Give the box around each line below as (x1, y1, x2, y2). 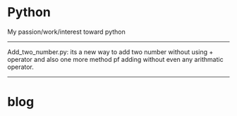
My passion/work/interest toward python (7, 27, 126, 36)
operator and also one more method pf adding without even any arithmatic (7, 55, 224, 63)
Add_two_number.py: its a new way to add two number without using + (7, 47, 214, 56)
